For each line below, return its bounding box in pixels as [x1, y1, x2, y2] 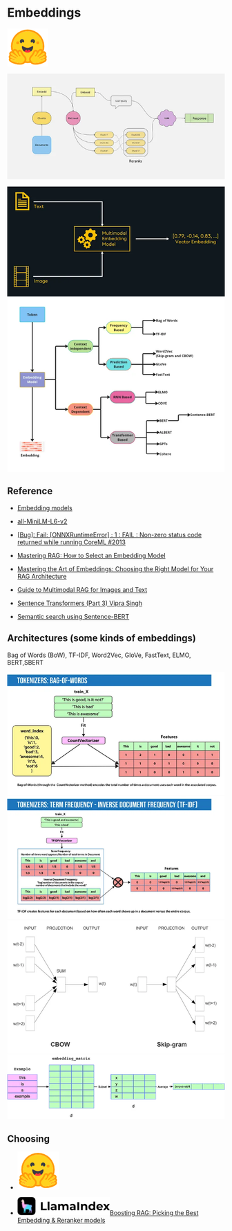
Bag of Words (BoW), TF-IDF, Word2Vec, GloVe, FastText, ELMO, [7, 651, 191, 659]
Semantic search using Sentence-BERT [17, 612, 130, 620]
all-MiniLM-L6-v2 [17, 517, 68, 525]
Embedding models [17, 503, 72, 512]
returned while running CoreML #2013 [17, 538, 126, 546]
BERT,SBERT [7, 658, 43, 666]
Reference [7, 485, 53, 497]
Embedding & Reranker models [17, 1216, 106, 1225]
